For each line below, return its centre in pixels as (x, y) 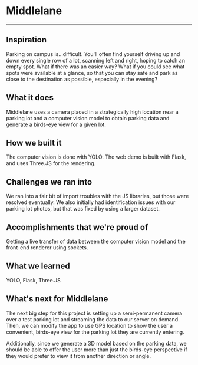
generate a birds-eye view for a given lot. (56, 124)
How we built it (34, 143)
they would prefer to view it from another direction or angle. (79, 356)
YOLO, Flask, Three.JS (33, 280)
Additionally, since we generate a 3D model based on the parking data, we (96, 343)
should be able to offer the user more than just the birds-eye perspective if (97, 350)
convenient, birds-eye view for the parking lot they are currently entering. (95, 332)
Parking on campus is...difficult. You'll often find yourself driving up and (93, 54)
